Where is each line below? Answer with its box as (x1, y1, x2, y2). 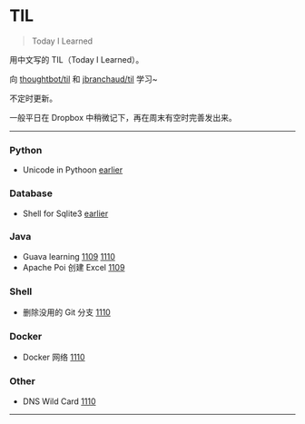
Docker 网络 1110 (22, 351, 85, 363)
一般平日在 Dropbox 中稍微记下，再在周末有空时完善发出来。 (9, 112, 238, 123)
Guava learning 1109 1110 (22, 251, 116, 261)
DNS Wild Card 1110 (22, 396, 97, 407)
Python (9, 143, 43, 156)
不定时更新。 (9, 93, 57, 104)
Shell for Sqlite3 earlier (22, 208, 109, 219)
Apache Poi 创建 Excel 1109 (22, 261, 125, 272)
